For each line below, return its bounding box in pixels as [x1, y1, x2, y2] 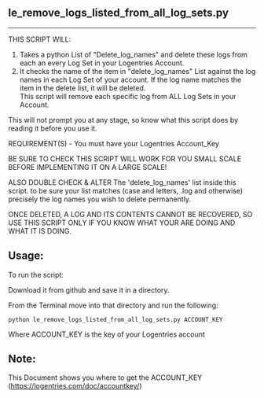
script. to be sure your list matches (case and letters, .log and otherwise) [8, 186, 244, 195]
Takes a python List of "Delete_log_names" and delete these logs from [19, 50, 247, 59]
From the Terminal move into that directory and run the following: [8, 300, 218, 310]
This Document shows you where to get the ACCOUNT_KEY [8, 373, 203, 382]
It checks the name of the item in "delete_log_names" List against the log [19, 66, 256, 76]
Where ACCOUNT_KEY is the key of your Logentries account [8, 330, 206, 339]
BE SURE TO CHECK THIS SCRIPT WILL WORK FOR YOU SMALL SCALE [8, 153, 242, 164]
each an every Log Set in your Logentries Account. [19, 58, 185, 68]
